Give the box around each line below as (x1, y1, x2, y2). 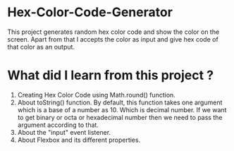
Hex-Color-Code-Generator (7, 4, 173, 20)
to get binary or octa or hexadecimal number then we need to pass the (17, 113, 223, 121)
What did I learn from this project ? (7, 68, 214, 83)
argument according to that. (17, 121, 99, 129)
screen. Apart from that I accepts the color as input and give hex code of (7, 35, 218, 43)
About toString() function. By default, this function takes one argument (17, 98, 223, 107)
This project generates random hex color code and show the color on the (7, 28, 220, 36)
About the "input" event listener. (17, 128, 111, 136)
